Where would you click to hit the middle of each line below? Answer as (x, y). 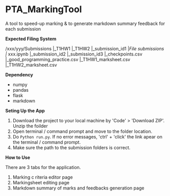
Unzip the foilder (30, 126)
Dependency (19, 74)
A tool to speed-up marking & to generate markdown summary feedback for (85, 23)
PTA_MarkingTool (44, 9)
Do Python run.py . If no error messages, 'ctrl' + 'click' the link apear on (87, 136)
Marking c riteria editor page (43, 177)
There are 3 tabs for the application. (43, 167)
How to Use (18, 157)
